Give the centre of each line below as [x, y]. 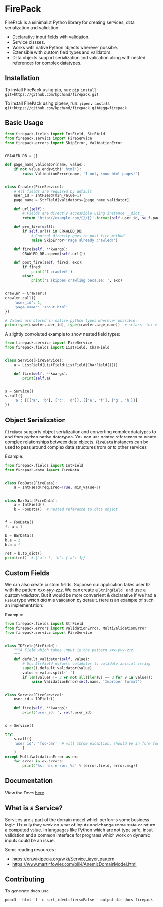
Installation [22, 78]
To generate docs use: [27, 891]
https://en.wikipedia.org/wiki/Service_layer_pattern [63, 859]
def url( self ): [29, 209]
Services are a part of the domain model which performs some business [77, 819]
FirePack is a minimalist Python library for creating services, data [70, 22]
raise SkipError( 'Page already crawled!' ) [74, 240]
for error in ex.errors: [39, 761]
